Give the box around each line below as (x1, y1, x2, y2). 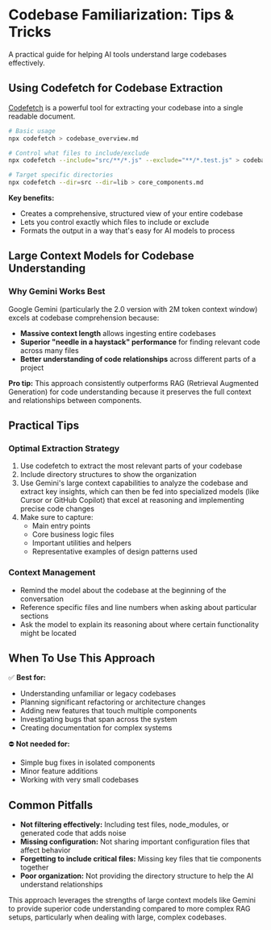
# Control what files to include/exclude (8, 149, 150, 157)
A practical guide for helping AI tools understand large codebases (8, 49, 227, 59)
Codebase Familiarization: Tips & (8, 6, 235, 24)
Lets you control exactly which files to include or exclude (19, 218, 210, 226)
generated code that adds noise (19, 828, 127, 838)
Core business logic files (31, 529, 115, 539)
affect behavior (19, 845, 71, 855)
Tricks (8, 23, 52, 41)
